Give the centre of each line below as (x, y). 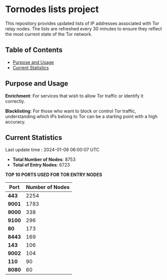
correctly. (15, 101)
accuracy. (16, 122)
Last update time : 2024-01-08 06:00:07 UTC (52, 150)
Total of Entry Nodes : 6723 (41, 165)
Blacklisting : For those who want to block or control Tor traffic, (71, 111)
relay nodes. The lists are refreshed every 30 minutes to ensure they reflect (84, 28)
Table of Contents (34, 50)
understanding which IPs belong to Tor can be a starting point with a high (81, 116)
